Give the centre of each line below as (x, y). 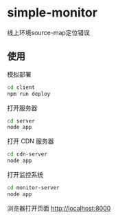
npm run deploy (29, 94)
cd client (21, 87)
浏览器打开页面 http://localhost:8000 (59, 208)
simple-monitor (52, 13)
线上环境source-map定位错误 (49, 32)
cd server (21, 121)
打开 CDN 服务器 (31, 141)
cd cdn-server (27, 154)
